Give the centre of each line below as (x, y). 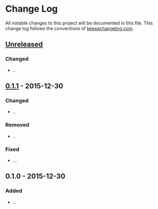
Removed (17, 125)
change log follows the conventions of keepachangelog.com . (70, 28)
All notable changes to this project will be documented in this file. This (79, 23)
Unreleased (24, 45)
